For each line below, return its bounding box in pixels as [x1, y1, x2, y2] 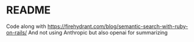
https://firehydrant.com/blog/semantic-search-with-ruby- [47, 23, 189, 30]
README [6, 3, 51, 17]
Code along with [6, 23, 46, 30]
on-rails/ [6, 29, 27, 36]
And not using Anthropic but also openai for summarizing [28, 29, 168, 36]
